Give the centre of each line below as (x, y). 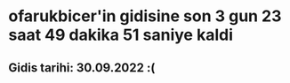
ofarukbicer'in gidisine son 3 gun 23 (145, 16)
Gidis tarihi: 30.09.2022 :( (82, 68)
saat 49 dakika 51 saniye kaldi (121, 35)
